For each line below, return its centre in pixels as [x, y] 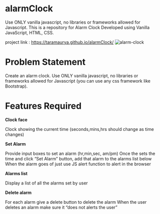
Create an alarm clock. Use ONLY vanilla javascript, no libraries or [72, 76]
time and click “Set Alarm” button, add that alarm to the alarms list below [79, 158]
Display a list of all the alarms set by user [47, 183]
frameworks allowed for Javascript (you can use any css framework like [78, 81]
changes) [15, 134]
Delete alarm [18, 192]
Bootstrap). [16, 86]
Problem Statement [45, 62]
